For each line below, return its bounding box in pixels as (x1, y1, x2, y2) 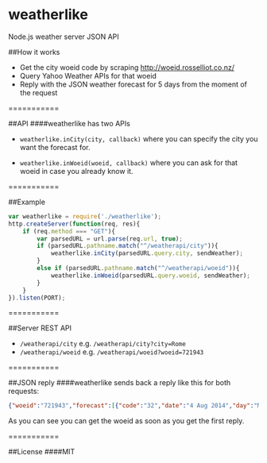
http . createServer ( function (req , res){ (8, 220, 141, 228)
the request (19, 87, 58, 97)
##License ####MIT (8, 447, 75, 457)
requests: (8, 387, 40, 396)
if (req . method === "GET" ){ (22, 227, 115, 235)
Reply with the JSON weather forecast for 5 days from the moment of (19, 79, 248, 89)
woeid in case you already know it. (19, 166, 133, 176)
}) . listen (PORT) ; (8, 294, 66, 302)
